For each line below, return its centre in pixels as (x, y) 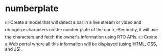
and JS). (13, 49)
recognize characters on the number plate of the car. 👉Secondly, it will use (81, 29)
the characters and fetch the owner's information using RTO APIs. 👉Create (81, 37)
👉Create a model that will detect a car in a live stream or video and (73, 22)
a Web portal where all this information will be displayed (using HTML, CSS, (81, 44)
